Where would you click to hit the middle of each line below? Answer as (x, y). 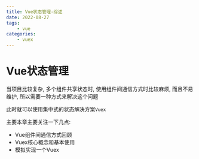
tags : (13, 23)
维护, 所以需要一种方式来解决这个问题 (52, 96)
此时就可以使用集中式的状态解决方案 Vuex (56, 109)
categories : (21, 34)
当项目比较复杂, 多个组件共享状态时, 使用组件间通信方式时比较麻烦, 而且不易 (99, 89)
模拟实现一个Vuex (37, 149)
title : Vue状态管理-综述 (34, 12)
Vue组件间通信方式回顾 (43, 134)
